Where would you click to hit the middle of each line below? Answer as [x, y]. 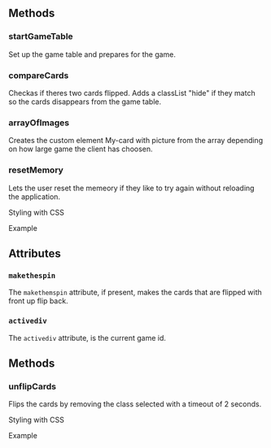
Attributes [35, 253]
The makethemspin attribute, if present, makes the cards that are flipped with [135, 293]
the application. [35, 196]
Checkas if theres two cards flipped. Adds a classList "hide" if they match [132, 93]
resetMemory [36, 170]
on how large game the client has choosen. [81, 149]
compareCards [39, 75]
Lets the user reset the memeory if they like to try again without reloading [131, 188]
